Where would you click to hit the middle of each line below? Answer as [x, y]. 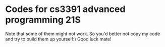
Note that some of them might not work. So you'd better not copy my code [83, 33]
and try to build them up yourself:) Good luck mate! [58, 39]
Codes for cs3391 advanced [65, 9]
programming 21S [43, 20]
